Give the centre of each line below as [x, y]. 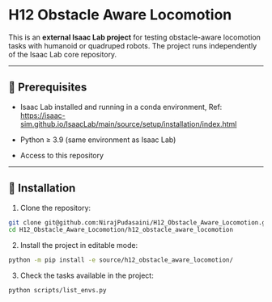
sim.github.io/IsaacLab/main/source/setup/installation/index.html [128, 124]
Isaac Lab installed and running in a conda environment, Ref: [121, 107]
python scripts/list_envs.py [57, 291]
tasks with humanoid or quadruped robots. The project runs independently [133, 45]
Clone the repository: [55, 208]
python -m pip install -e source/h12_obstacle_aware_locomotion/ [121, 260]
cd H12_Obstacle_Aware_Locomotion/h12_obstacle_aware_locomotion [121, 230]
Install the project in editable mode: [79, 245]
